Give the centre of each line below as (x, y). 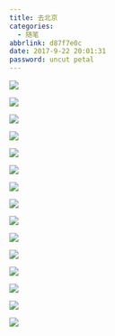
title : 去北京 (34, 18)
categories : (31, 26)
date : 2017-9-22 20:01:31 (57, 51)
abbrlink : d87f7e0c (46, 43)
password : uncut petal (52, 60)
